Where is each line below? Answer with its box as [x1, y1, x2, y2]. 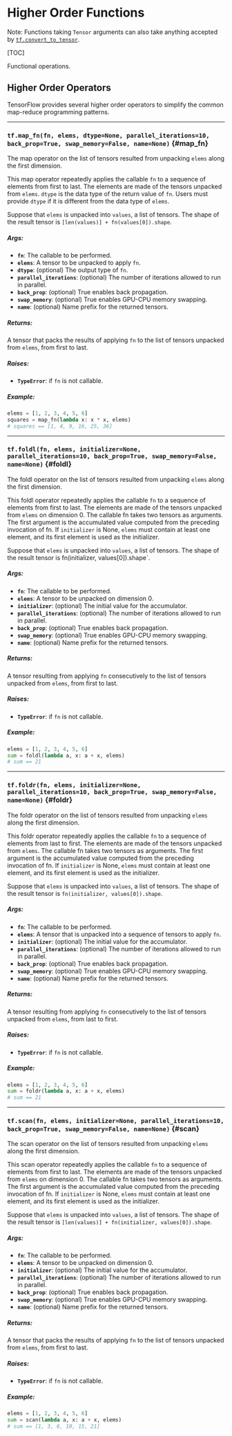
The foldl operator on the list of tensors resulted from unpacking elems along [7, 475, 224, 483]
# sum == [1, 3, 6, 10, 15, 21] [7, 1423, 100, 1430]
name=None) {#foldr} [7, 795, 73, 805]
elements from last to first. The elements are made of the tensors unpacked [7, 839, 222, 847]
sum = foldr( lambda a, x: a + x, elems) [7, 1088, 126, 1095]
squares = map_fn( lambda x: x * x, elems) [7, 416, 131, 423]
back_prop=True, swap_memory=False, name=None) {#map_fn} [7, 138, 209, 148]
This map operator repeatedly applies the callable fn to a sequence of [7, 175, 206, 183]
